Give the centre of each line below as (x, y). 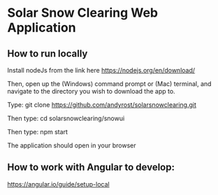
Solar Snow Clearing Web (83, 13)
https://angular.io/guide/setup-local (58, 184)
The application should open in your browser (72, 145)
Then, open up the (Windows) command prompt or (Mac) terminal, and (109, 84)
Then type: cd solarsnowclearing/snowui (66, 118)
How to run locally (48, 53)
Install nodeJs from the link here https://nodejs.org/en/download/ (101, 70)
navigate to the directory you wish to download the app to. (92, 91)
